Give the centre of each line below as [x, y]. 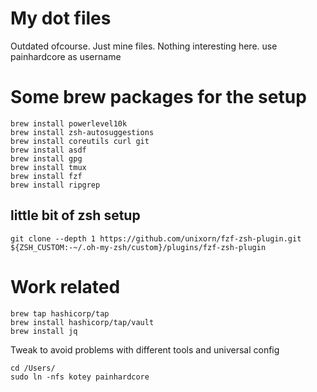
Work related [65, 286]
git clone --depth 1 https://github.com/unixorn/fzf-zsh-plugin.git [156, 238]
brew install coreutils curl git [80, 141]
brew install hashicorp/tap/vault [82, 322]
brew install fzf [46, 176]
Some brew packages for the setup [158, 97]
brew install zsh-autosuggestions [82, 132]
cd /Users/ [33, 368]
